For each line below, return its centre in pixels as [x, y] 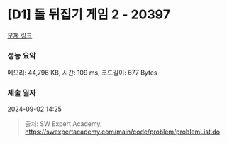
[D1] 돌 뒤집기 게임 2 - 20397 [89, 15]
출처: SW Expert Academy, [63, 123]
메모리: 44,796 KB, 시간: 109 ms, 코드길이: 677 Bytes [82, 73]
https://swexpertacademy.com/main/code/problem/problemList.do [122, 132]
